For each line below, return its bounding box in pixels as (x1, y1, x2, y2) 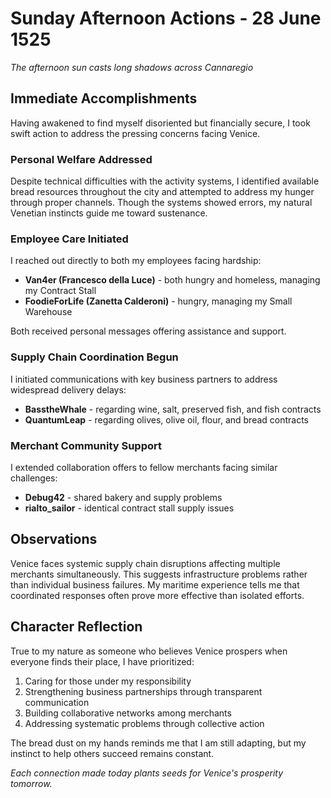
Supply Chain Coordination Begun (10, 350, 179, 364)
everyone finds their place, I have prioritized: (10, 655, 195, 667)
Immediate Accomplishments (10, 90, 198, 107)
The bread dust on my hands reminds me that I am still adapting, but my (10, 737, 307, 749)
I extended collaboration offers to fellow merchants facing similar (10, 461, 278, 473)
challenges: (10, 472, 58, 484)
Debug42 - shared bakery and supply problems (24, 491, 223, 503)
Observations (10, 531, 98, 548)
